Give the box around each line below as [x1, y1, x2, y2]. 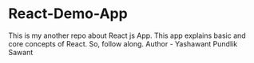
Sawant [8, 47, 34, 57]
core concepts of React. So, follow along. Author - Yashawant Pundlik [8, 39, 238, 48]
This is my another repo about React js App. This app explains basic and [8, 31, 246, 40]
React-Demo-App [8, 5, 128, 23]
